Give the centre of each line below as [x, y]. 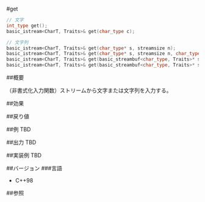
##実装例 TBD [24, 155]
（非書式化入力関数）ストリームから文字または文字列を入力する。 [89, 90]
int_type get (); [27, 26]
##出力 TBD [21, 142]
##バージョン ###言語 [34, 168]
